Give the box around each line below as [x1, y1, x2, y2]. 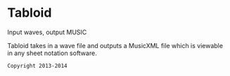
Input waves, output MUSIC [7, 28, 87, 36]
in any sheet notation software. [7, 49, 97, 57]
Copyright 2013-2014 [7, 62, 68, 69]
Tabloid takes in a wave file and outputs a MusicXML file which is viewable [7, 41, 224, 50]
